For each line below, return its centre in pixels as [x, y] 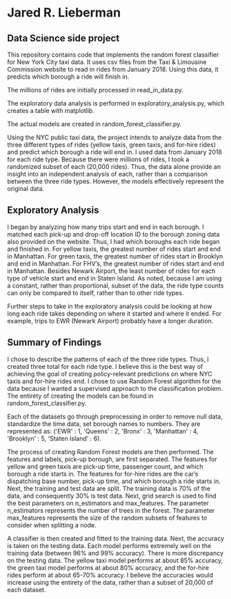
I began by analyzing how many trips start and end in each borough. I [106, 227]
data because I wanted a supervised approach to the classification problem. [115, 388]
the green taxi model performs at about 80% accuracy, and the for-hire [108, 567]
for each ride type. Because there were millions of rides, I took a [98, 159]
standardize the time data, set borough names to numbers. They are [104, 424]
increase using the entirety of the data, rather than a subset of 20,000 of [110, 582]
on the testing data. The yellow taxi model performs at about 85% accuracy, [115, 560]
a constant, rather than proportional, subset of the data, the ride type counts [115, 285]
